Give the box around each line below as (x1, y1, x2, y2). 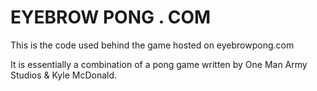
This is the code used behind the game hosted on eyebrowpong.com (10, 39, 295, 51)
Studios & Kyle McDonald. (10, 69, 118, 81)
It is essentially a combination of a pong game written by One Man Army (10, 58, 308, 70)
